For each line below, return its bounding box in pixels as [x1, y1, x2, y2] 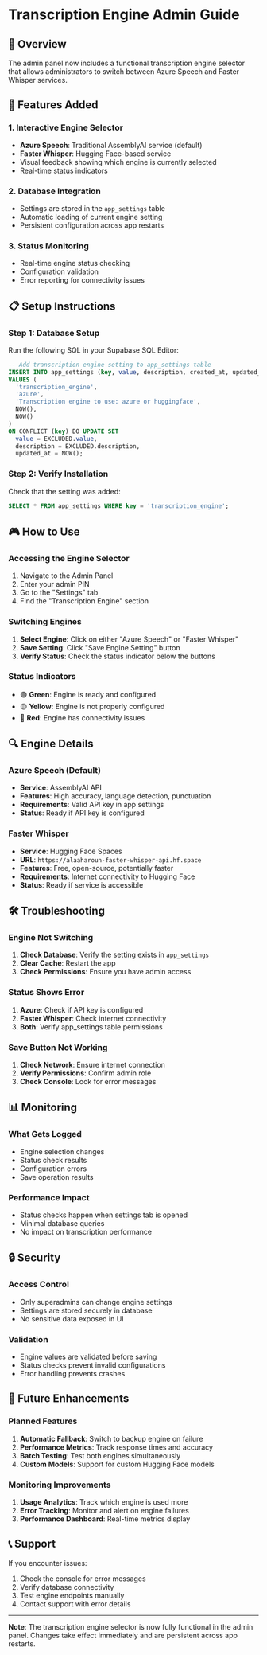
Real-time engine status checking [19, 259, 130, 268]
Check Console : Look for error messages [19, 1077, 157, 1087]
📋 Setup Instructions [8, 299, 116, 313]
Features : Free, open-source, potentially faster [19, 863, 174, 872]
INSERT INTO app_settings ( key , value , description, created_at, [8, 368, 229, 376]
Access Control [8, 1279, 70, 1290]
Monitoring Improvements [8, 1479, 111, 1490]
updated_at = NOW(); [15, 450, 83, 458]
